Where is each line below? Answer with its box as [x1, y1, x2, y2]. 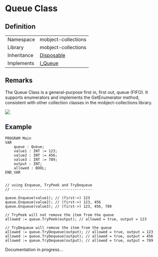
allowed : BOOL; [14, 165, 47, 170]
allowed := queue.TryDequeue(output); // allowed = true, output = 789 [5, 238, 153, 243]
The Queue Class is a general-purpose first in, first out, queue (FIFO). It [5, 89, 148, 95]
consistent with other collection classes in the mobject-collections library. [5, 99, 153, 105]
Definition [5, 22, 35, 31]
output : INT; [14, 161, 42, 166]
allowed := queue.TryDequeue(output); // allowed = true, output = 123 [5, 229, 153, 234]
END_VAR [5, 170, 21, 175]
